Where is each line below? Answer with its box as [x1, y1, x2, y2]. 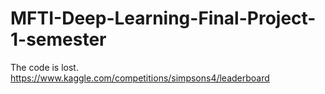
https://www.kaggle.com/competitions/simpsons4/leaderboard [10, 72, 270, 84]
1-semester [10, 28, 107, 51]
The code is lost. [10, 61, 79, 73]
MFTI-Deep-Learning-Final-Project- [10, 7, 317, 30]
